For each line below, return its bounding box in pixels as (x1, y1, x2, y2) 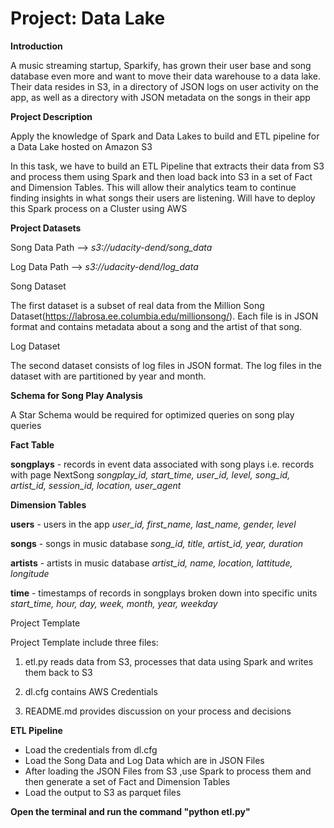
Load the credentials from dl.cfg (24, 743, 158, 756)
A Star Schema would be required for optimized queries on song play (10, 408, 295, 421)
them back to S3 (24, 666, 93, 678)
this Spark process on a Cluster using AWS (10, 202, 188, 214)
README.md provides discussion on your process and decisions (24, 705, 292, 717)
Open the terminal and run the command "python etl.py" (10, 805, 251, 817)
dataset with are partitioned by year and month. (10, 370, 207, 382)
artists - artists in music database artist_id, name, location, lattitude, (10, 557, 293, 569)
